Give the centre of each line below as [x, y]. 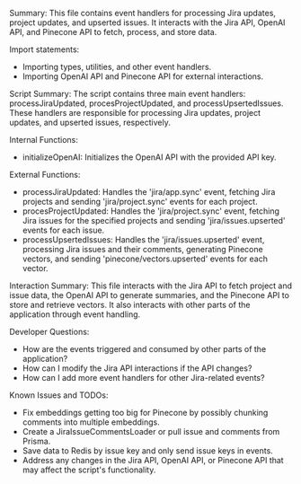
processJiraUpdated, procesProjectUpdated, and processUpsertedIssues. [146, 103]
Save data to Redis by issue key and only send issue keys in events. [148, 451]
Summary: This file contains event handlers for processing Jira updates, [143, 13]
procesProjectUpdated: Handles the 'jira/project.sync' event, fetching [151, 211]
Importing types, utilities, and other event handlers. [117, 67]
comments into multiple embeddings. [91, 422]
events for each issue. [63, 230]
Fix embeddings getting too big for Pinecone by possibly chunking [145, 413]
